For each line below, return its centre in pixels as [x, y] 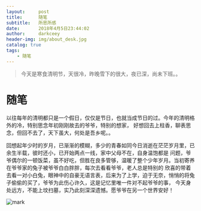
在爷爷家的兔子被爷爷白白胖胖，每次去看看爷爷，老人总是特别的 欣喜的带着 [99, 167]
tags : [13, 51]
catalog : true [24, 45]
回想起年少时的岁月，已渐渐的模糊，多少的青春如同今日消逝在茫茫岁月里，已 [100, 145]
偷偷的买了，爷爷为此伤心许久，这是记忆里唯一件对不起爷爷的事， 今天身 [101, 182]
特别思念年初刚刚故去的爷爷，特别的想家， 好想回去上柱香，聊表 [106, 125]
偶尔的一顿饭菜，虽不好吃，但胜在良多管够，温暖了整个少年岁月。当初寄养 [103, 160]
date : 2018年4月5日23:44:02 [48, 28]
